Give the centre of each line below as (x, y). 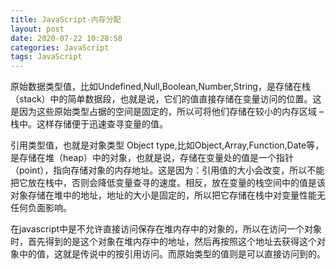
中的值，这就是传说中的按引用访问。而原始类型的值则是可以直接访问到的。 (172, 254)
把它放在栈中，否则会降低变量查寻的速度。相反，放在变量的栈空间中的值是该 (168, 183)
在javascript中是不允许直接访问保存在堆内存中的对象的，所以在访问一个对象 (166, 229)
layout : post (37, 29)
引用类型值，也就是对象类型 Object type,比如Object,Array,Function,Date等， (167, 145)
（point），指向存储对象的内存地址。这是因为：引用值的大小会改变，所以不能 (167, 170)
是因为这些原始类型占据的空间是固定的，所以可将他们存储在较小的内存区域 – (167, 112)
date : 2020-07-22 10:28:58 (66, 38)
